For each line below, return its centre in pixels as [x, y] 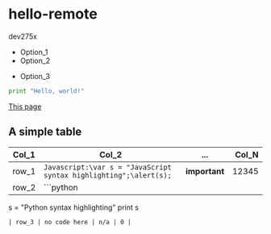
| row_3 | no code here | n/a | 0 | [70, 222]
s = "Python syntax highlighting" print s [74, 207]
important [205, 171]
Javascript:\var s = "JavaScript [107, 167]
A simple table [45, 132]
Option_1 [34, 52]
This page [25, 107]
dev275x [23, 36]
